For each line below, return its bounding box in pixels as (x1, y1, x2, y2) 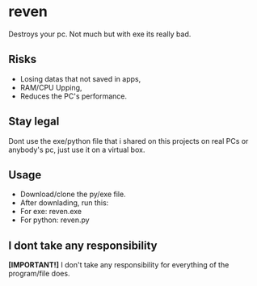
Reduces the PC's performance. (19, 91, 128, 101)
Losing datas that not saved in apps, (19, 74, 141, 83)
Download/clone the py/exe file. (19, 189, 127, 200)
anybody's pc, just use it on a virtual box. (8, 145, 145, 154)
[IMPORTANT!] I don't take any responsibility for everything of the (8, 260, 230, 270)
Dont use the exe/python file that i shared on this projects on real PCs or (8, 136, 249, 145)
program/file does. (8, 269, 70, 279)
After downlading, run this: (19, 198, 109, 208)
